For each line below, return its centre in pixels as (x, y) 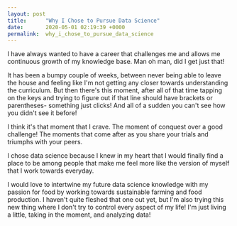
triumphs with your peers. (45, 142)
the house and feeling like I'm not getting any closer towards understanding (118, 83)
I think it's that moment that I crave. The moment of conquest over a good (115, 127)
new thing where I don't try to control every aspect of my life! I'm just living (117, 208)
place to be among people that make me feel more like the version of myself (118, 163)
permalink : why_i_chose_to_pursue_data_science (81, 34)
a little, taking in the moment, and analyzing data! (79, 215)
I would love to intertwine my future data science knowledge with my (108, 185)
